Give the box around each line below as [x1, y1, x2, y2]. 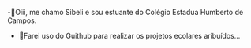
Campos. [7, 16, 37, 25]
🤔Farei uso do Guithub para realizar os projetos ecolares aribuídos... [18, 31, 241, 40]
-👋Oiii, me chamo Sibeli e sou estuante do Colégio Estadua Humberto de [7, 8, 244, 17]
